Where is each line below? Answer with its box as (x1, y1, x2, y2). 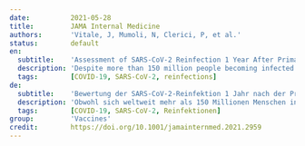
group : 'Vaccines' (9, 114, 112, 123)
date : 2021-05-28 (9, 13, 112, 23)
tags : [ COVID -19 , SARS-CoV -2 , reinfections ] (17, 73, 218, 82)
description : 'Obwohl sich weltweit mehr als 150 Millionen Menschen (17, 97, 286, 107)
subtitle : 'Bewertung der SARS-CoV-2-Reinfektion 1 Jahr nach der (17, 89, 286, 98)
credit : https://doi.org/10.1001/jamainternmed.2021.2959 (9, 123, 261, 132)
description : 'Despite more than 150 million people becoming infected (17, 64, 295, 73)
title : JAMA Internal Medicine (9, 22, 161, 31)
